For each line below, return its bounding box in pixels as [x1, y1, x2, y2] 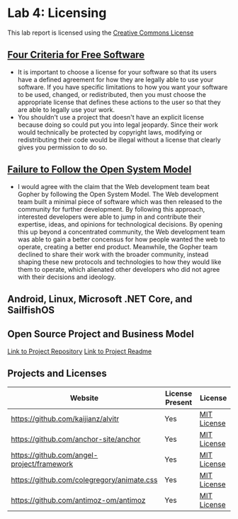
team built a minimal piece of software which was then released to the [17, 197, 222, 206]
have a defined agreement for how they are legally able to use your [17, 75, 214, 84]
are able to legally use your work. [17, 105, 115, 114]
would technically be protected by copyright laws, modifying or [17, 127, 203, 136]
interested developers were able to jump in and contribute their [17, 212, 202, 221]
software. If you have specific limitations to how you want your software [17, 83, 228, 91]
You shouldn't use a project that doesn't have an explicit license [17, 113, 204, 121]
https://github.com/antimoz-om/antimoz [11, 495, 146, 505]
